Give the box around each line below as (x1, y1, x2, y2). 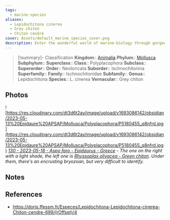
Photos (5, 91, 28, 100)
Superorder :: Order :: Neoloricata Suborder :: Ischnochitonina (17, 65, 145, 71)
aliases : (5, 17, 24, 22)
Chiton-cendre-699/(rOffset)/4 (12, 209, 77, 215)
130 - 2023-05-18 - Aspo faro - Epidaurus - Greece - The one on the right (8, 147, 162, 153)
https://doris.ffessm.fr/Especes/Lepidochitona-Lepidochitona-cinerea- (12, 204, 160, 210)
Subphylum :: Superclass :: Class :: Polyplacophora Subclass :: (17, 59, 147, 66)
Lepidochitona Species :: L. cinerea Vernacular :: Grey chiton (17, 76, 143, 82)
